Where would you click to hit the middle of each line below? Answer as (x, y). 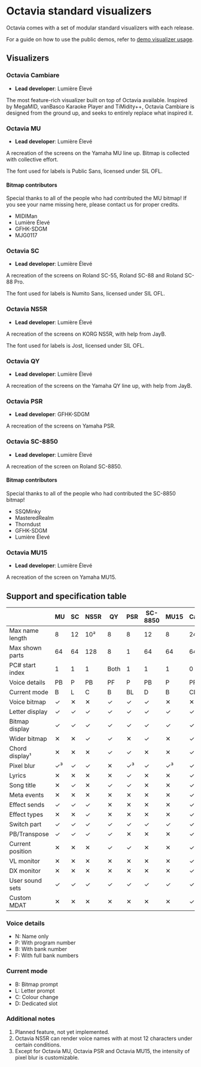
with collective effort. (32, 159)
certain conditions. (38, 1044)
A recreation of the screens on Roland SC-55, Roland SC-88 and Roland (95, 276)
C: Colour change (36, 997)
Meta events (27, 795)
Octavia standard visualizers (79, 11)
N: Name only (32, 936)
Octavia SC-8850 (32, 441)
